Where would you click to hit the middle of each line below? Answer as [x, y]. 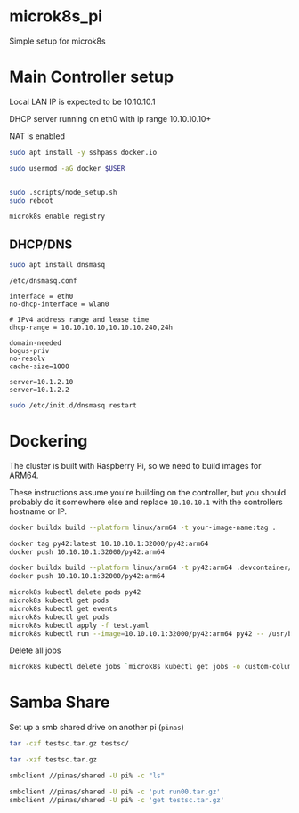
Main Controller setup [92, 77]
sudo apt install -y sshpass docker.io [83, 152]
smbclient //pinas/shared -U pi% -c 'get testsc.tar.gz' [117, 800]
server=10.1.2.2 [39, 390]
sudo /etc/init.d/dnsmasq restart [73, 405]
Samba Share [60, 702]
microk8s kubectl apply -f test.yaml [79, 625]
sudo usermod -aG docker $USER [67, 168]
